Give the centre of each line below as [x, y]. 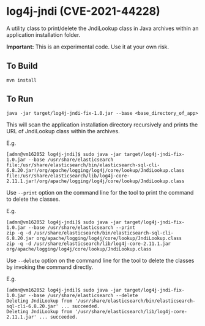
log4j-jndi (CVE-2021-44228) [83, 11]
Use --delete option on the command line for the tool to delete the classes [100, 260]
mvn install [21, 80]
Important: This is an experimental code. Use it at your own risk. [88, 47]
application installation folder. [43, 34]
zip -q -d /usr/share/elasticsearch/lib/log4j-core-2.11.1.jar [89, 244]
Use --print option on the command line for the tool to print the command [100, 192]
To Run [20, 99]
